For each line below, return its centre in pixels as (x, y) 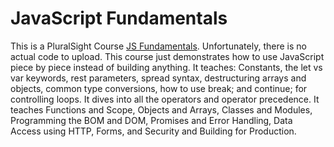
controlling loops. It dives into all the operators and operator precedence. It (165, 99)
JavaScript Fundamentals (119, 18)
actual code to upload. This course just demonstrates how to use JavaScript (167, 56)
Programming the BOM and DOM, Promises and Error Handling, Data (151, 120)
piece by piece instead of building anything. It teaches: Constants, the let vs (166, 67)
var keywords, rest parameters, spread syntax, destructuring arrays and (158, 78)
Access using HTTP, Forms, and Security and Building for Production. (153, 131)
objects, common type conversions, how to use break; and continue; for (159, 88)
